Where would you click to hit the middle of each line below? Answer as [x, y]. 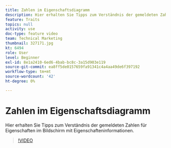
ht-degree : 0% [20, 81]
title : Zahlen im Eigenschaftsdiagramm [48, 10]
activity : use [20, 29]
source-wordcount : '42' [31, 77]
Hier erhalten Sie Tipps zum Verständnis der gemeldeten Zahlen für [76, 125]
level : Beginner [22, 57]
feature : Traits [22, 19]
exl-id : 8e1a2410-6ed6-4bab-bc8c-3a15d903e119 [55, 62]
